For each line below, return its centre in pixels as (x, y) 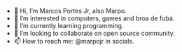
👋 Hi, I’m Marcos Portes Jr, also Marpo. (70, 11)
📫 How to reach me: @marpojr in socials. (74, 41)
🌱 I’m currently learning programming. (69, 26)
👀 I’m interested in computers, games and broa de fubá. (94, 18)
